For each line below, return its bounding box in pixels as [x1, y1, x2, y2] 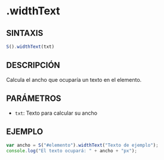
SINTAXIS [6, 28, 44, 38]
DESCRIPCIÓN [6, 60, 61, 70]
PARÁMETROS [6, 94, 61, 104]
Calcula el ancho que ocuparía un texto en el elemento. [6, 76, 142, 83]
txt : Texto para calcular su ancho [14, 109, 97, 116]
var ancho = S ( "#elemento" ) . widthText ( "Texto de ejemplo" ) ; [6, 142, 159, 149]
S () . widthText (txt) [6, 44, 55, 50]
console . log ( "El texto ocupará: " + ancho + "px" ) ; [6, 148, 137, 154]
